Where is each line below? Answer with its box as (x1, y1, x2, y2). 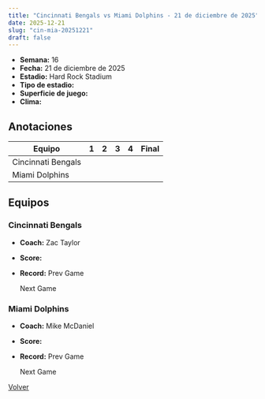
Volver (8, 382, 29, 392)
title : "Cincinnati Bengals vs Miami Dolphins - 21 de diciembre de (8, 11, 238, 20)
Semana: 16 (19, 55, 59, 65)
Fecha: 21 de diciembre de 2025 (19, 64, 125, 73)
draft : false (8, 33, 51, 42)
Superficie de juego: (19, 88, 88, 99)
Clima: (19, 97, 42, 106)
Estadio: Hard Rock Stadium (19, 72, 112, 81)
